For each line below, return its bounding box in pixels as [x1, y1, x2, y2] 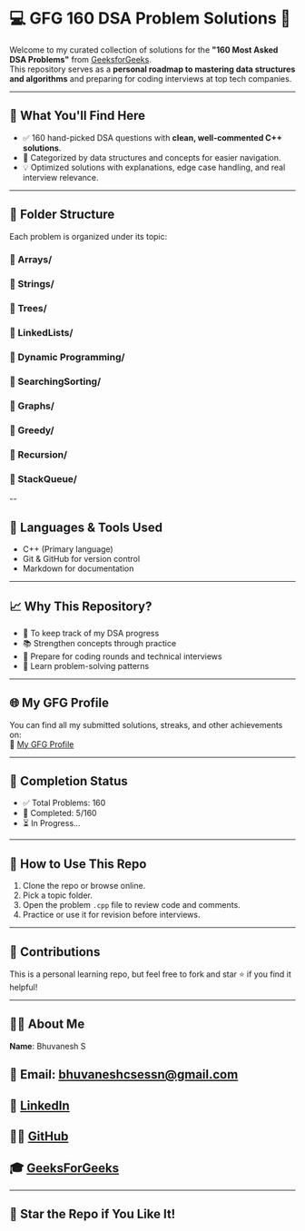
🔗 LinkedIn [9, 1098, 70, 1113]
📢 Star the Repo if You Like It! [9, 1206, 176, 1222]
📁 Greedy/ [9, 424, 54, 437]
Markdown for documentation [22, 563, 134, 574]
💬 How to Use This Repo [9, 856, 147, 872]
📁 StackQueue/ [9, 472, 77, 485]
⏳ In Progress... [22, 818, 81, 829]
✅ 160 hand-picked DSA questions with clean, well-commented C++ [22, 132, 283, 143]
